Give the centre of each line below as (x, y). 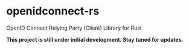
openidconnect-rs (53, 11)
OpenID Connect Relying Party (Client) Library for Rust (74, 28)
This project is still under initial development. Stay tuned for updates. (95, 39)
